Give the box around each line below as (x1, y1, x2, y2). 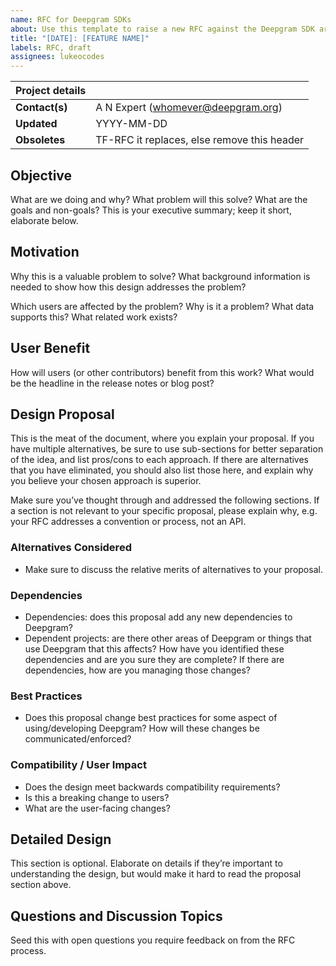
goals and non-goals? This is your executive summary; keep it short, (10, 204, 292, 216)
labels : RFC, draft (10, 42, 92, 53)
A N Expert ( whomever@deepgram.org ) (95, 101, 283, 115)
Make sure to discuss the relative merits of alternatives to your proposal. (24, 563, 323, 575)
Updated (15, 117, 58, 131)
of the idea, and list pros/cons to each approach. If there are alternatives (10, 454, 309, 466)
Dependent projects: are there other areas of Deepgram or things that (24, 632, 312, 644)
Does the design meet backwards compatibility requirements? (24, 781, 281, 793)
